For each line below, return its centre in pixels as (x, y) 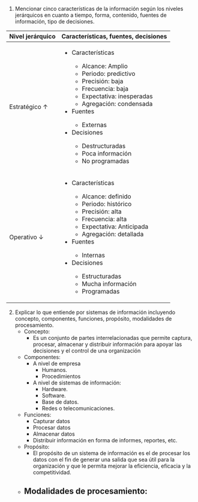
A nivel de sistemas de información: (77, 383)
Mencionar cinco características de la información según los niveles (99, 9)
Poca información (107, 153)
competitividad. (52, 472)
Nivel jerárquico (32, 36)
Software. (54, 395)
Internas (93, 255)
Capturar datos (51, 421)
